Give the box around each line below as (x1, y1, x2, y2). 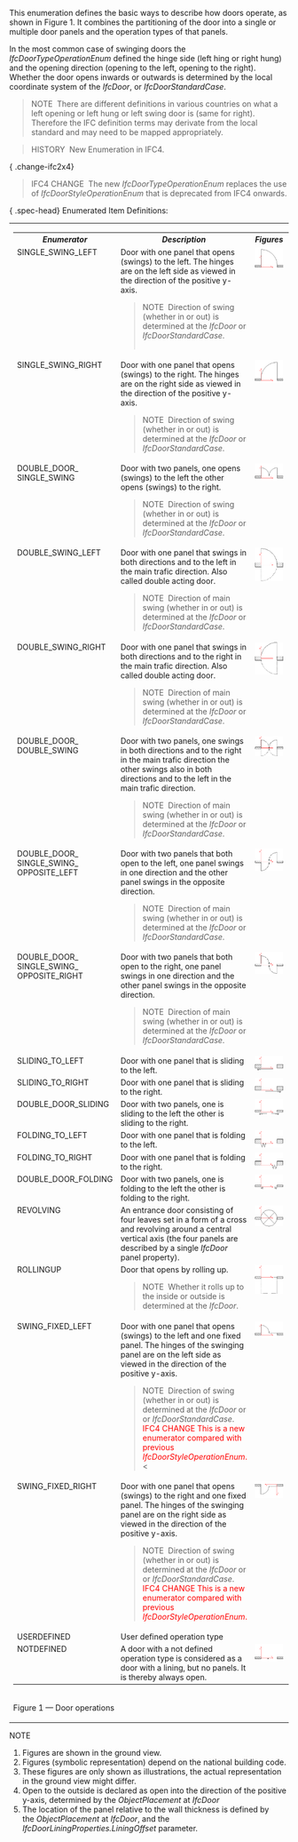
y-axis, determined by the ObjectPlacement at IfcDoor (21, 1794, 220, 1805)
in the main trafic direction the (120, 754, 231, 765)
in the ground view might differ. (21, 1775, 137, 1786)
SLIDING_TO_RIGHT (17, 1077, 90, 1088)
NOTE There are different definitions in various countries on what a (30, 99, 278, 109)
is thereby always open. (120, 1672, 207, 1683)
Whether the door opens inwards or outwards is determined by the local (9, 72, 273, 83)
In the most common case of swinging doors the (9, 44, 186, 54)
